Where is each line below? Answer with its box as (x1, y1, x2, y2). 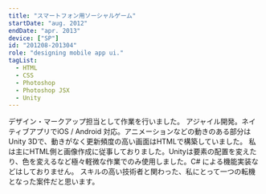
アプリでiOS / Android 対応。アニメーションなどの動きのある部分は (29, 127, 252, 136)
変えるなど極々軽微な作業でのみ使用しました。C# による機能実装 (35, 157, 252, 167)
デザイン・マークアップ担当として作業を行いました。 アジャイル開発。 (8, 117, 243, 127)
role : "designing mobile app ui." (8, 49, 125, 57)
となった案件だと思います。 (8, 177, 100, 187)
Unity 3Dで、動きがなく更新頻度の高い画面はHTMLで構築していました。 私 (8, 137, 256, 147)
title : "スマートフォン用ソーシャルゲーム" (8, 11, 137, 20)
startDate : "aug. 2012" (8, 19, 88, 27)
